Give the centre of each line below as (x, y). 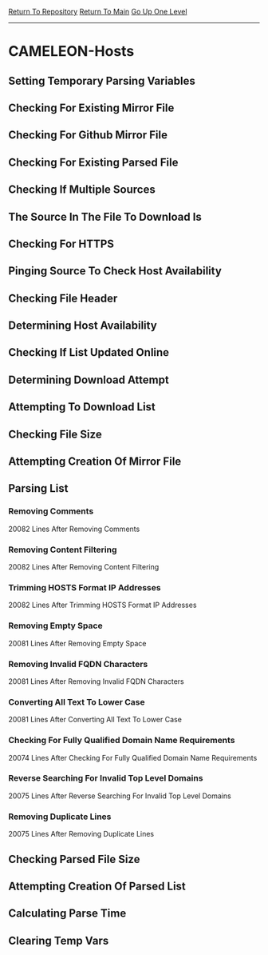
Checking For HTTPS (61, 244)
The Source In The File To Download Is (105, 216)
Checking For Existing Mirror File (91, 108)
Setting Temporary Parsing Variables (102, 80)
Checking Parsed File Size (74, 859)
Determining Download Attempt (89, 380)
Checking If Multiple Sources (82, 190)
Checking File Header (63, 298)
